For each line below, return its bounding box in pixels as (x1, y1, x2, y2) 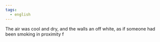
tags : (5, 7, 17, 12)
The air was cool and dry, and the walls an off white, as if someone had (5, 25, 155, 31)
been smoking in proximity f (5, 31, 64, 37)
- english (10, 12, 31, 17)
